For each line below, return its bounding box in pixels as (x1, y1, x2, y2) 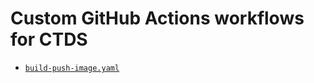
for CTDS (10, 28, 88, 51)
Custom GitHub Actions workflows (10, 7, 305, 30)
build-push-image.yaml (24, 63, 120, 73)
